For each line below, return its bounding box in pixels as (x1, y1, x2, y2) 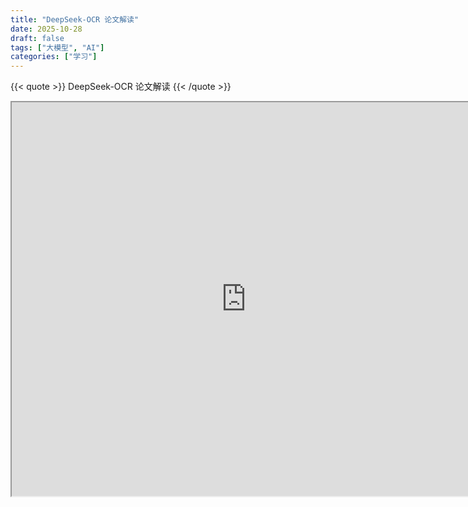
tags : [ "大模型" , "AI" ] (10, 42, 105, 53)
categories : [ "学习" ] (10, 52, 98, 62)
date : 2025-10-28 (10, 24, 83, 34)
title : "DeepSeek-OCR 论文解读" (10, 14, 140, 25)
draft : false (10, 33, 65, 43)
